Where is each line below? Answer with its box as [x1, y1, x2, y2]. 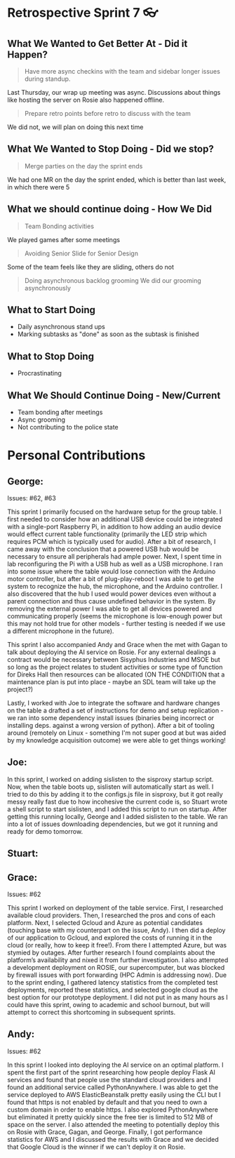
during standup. [24, 74, 71, 83]
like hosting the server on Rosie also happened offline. [7, 95, 165, 104]
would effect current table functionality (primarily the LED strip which [7, 530, 207, 538]
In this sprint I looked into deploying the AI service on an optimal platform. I [7, 1060, 224, 1069]
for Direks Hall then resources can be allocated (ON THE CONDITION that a [7, 670, 225, 679]
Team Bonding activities [24, 222, 95, 230]
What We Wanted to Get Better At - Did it [7, 37, 188, 49]
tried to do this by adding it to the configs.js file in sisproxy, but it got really [7, 790, 223, 798]
